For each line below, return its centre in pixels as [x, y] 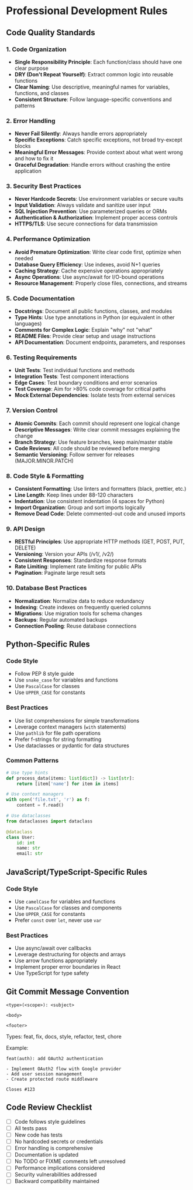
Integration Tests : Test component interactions [72, 376]
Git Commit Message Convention [68, 991]
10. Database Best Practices [46, 588]
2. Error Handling [31, 120]
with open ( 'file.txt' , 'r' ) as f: [48, 800]
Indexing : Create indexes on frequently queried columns [83, 607]
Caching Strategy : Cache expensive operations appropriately [89, 271]
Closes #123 [20, 1090]
